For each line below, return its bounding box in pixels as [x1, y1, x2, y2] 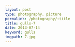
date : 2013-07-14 [5, 25, 40, 30]
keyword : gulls [5, 30, 36, 35]
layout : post [5, 7, 31, 12]
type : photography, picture [5, 12, 62, 17]
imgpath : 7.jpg [5, 35, 36, 40]
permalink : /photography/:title [5, 16, 70, 21]
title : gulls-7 [5, 21, 36, 26]
